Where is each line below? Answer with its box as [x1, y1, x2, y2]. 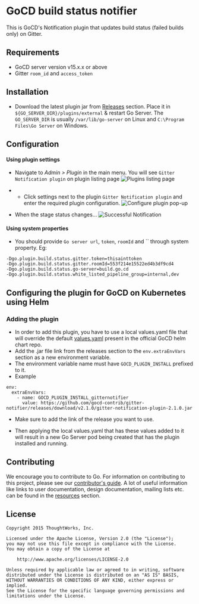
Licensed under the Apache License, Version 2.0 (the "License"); [6, 535, 174, 541]
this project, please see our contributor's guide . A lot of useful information [6, 479, 188, 487]
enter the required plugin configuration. [23, 200, 121, 207]
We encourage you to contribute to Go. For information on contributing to [6, 473, 185, 480]
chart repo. [14, 341, 43, 348]
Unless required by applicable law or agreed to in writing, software [6, 566, 185, 573]
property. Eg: [14, 244, 48, 252]
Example [14, 373, 37, 380]
